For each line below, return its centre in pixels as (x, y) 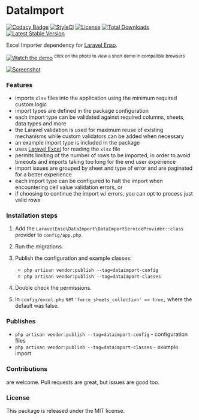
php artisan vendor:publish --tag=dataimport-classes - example (97, 347)
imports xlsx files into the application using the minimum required (96, 98)
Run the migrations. (39, 247)
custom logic (31, 104)
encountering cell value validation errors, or (69, 187)
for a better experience (43, 174)
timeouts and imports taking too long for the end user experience (95, 161)
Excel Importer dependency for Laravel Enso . (62, 45)
